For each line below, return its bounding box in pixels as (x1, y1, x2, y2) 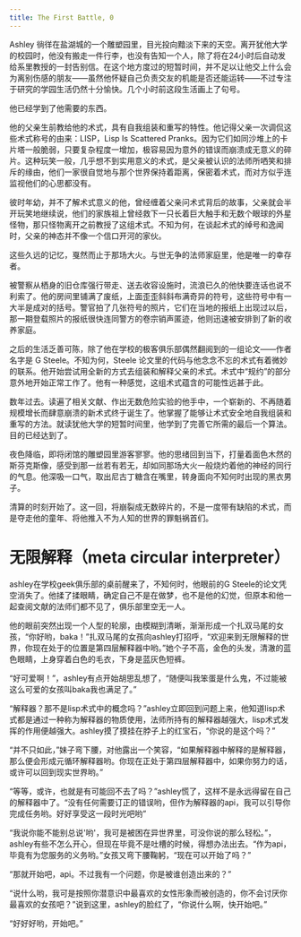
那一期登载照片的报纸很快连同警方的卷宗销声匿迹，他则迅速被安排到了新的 (9, 313, 284, 323)
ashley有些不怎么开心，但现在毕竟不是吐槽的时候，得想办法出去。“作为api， (9, 838, 291, 849)
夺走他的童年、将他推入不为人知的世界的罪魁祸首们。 (16, 512, 213, 523)
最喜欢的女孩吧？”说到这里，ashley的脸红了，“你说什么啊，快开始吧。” (9, 898, 268, 909)
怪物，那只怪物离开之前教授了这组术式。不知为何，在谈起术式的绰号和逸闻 (9, 219, 284, 229)
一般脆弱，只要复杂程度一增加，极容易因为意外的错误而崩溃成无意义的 (24, 144, 284, 155)
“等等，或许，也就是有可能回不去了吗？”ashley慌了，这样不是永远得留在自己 (9, 786, 292, 796)
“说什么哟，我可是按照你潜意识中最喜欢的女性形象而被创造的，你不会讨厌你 (9, 888, 288, 898)
